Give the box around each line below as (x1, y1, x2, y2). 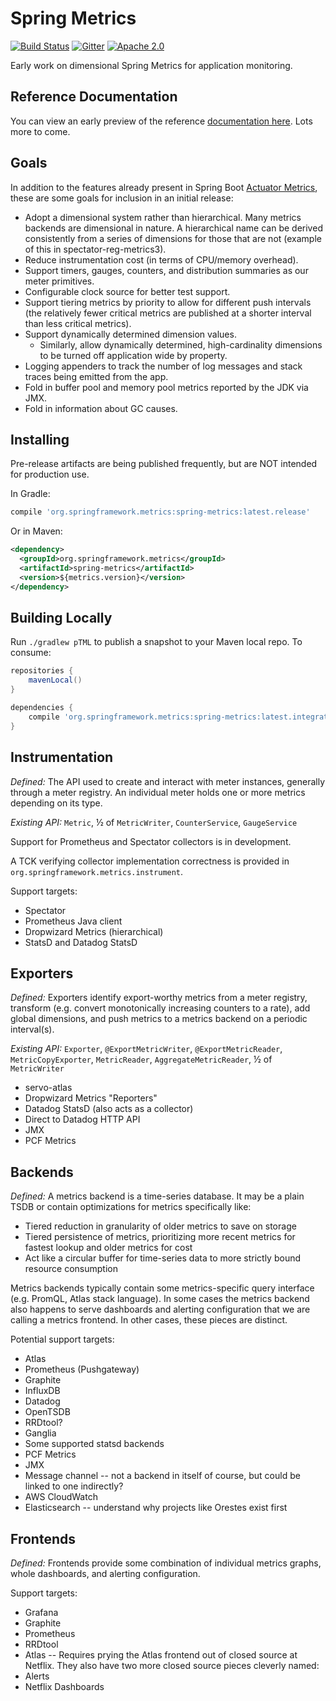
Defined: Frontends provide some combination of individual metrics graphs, (10, 1557, 322, 1569)
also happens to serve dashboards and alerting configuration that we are (10, 1303, 311, 1316)
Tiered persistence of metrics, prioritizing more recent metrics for (24, 1231, 296, 1243)
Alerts (24, 1670, 50, 1682)
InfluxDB (24, 1385, 61, 1397)
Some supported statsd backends (24, 1438, 165, 1450)
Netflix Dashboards (24, 1680, 105, 1692)
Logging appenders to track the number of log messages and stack (24, 360, 303, 372)
